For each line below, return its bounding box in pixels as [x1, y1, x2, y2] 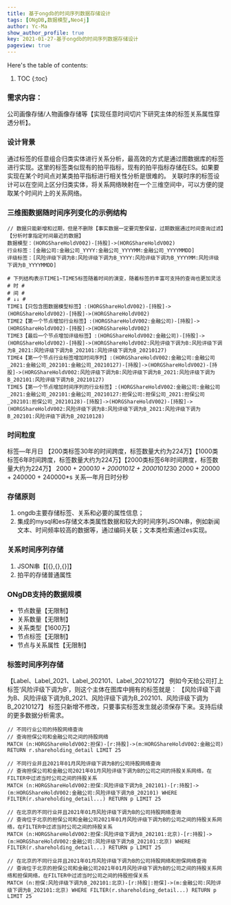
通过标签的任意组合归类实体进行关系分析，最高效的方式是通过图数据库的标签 [7, 154, 224, 163]
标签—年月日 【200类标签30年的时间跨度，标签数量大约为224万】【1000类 [7, 447, 219, 456]
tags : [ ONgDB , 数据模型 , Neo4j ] [7, 17, 89, 23]
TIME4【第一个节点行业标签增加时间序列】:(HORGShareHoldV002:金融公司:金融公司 [7, 354, 215, 361]
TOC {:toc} [16, 74, 48, 83]
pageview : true [7, 42, 51, 49]
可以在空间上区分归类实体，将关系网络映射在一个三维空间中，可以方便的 [12, 180, 218, 188]
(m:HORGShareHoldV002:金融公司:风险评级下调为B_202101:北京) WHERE [7, 838, 191, 845]
